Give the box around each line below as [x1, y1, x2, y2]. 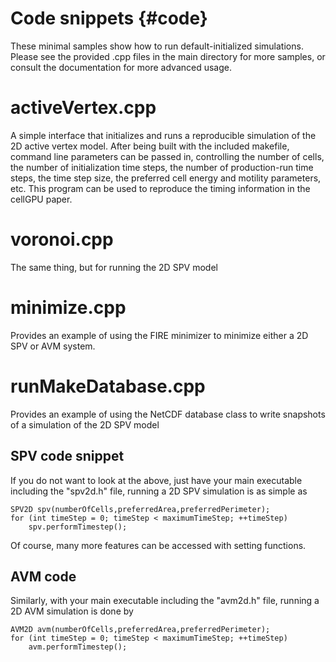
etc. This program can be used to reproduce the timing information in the [10, 182, 311, 194]
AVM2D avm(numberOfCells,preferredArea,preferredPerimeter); [10, 625, 271, 635]
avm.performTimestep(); [28, 642, 128, 652]
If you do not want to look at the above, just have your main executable [10, 474, 303, 486]
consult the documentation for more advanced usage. [10, 61, 233, 73]
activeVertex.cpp [10, 97, 157, 119]
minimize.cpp [10, 297, 127, 319]
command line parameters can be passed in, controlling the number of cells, [10, 150, 325, 162]
